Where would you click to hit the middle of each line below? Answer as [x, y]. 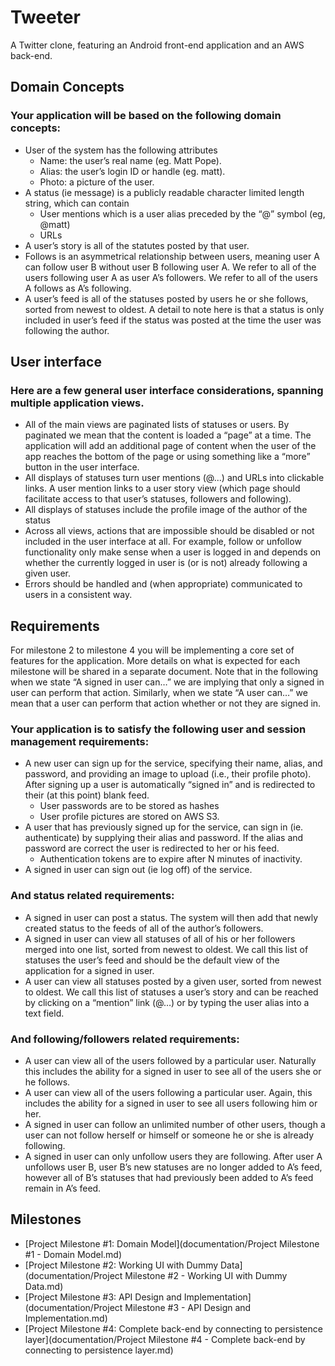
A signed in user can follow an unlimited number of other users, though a [175, 1125]
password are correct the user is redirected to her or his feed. [152, 848]
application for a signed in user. [89, 970]
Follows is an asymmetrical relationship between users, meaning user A [172, 256]
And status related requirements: [92, 896]
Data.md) [44, 1286]
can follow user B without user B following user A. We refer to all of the [170, 267]
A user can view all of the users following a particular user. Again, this [168, 1093]
